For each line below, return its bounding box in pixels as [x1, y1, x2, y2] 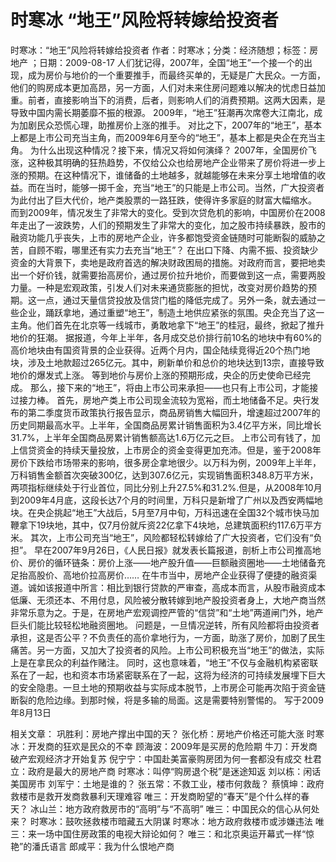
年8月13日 [10, 706, 52, 718]
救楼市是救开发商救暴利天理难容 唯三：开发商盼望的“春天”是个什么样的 [10, 790, 302, 802]
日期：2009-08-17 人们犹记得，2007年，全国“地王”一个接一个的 [38, 56, 304, 68]
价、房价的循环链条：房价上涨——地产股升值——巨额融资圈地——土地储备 [10, 556, 317, 568]
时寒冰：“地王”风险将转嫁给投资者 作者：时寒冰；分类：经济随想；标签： [10, 44, 310, 56]
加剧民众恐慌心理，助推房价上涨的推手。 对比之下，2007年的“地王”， [18, 119, 305, 131]
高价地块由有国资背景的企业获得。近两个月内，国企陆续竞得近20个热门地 [10, 344, 311, 356]
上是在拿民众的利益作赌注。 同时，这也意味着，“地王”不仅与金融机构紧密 [10, 656, 310, 668]
